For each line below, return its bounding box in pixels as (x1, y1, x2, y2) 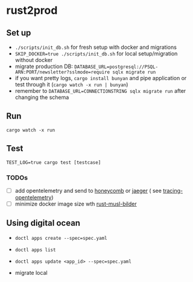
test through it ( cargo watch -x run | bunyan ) (14, 81, 128, 88)
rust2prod (6, 4, 58, 17)
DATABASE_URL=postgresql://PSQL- (74, 64, 159, 70)
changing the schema (14, 94, 69, 101)
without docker (14, 57, 53, 63)
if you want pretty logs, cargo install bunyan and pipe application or (14, 75, 187, 81)
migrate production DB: (14, 63, 74, 70)
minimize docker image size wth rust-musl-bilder (14, 200, 137, 207)
